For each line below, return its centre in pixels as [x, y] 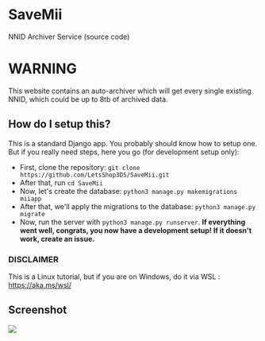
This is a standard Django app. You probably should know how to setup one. [133, 143]
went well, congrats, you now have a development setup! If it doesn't [136, 230]
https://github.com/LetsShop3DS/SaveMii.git [94, 175]
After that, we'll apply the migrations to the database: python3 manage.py [138, 206]
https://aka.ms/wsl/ [40, 285]
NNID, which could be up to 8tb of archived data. [88, 99]
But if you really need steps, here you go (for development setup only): [124, 152]
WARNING [42, 69]
